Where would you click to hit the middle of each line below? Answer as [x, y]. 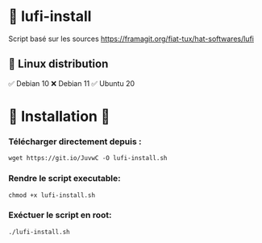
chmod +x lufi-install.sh [52, 195]
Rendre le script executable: [64, 179]
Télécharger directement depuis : [75, 142]
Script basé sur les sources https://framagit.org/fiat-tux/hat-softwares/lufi [131, 39]
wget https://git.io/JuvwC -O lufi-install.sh [88, 159]
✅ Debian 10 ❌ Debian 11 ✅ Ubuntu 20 [72, 83]
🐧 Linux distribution [58, 64]
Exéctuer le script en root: [60, 215]
